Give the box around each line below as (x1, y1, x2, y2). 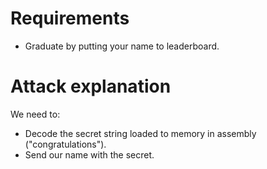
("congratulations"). (24, 138, 107, 150)
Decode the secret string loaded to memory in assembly (24, 127, 257, 139)
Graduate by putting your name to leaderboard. (24, 40, 220, 52)
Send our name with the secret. (24, 148, 155, 161)
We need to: (10, 108, 61, 120)
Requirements (10, 7, 130, 30)
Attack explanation (10, 75, 172, 98)
